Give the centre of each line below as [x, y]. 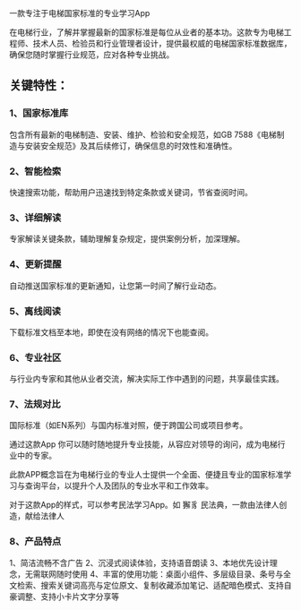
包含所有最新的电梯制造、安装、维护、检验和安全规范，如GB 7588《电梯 [143, 134]
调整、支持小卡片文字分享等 [68, 596]
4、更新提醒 [35, 264]
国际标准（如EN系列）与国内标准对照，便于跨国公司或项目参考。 [129, 425]
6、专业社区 [35, 357]
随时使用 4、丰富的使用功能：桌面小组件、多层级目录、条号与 [170, 574]
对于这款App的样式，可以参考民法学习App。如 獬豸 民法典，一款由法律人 [144, 505]
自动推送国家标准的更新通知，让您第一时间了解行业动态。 [115, 286]
